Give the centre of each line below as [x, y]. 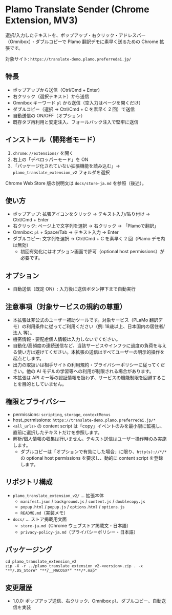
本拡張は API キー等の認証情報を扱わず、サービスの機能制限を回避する [87, 377]
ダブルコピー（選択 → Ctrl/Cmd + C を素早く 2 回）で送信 [74, 109]
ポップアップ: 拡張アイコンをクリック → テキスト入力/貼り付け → [81, 214]
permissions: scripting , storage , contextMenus [62, 414]
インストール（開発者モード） [52, 140]
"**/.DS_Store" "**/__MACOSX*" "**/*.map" [51, 571]
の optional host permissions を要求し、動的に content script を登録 [92, 458]
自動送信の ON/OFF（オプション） [49, 115]
